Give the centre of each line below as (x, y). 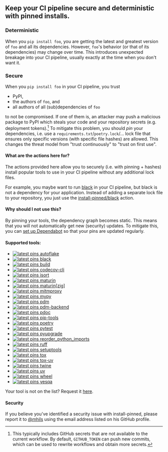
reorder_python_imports (65, 339)
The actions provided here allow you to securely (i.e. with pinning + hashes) (83, 167)
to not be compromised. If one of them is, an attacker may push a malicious (83, 116)
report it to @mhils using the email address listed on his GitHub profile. (78, 419)
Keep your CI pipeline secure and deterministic (80, 8)
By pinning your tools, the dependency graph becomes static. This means (81, 221)
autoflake (49, 254)
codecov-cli (52, 270)
